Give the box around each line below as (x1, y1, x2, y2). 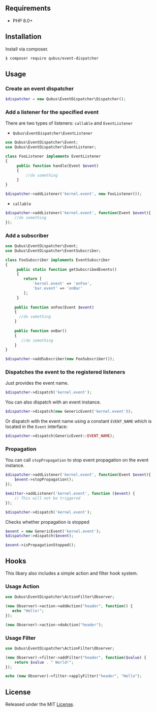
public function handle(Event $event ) (16, 163, 99, 168)
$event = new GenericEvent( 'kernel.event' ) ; (5, 529, 101, 534)
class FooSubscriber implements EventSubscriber (5, 257, 110, 263)
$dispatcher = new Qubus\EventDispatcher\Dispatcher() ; (5, 97, 126, 102)
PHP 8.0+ (12, 17, 33, 23)
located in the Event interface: (5, 423, 68, 430)
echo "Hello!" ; (12, 608, 44, 613)
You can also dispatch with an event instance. (5, 399, 101, 405)
